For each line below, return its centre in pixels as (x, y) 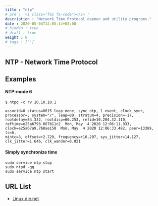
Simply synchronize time (31, 152)
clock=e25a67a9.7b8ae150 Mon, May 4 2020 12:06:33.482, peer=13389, (79, 128)
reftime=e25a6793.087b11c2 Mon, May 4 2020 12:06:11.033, (69, 124)
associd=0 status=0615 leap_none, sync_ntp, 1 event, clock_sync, (75, 111)
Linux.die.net (26, 199)
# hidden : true (22, 28)
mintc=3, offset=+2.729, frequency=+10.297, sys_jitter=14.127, (73, 137)
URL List (18, 187)
